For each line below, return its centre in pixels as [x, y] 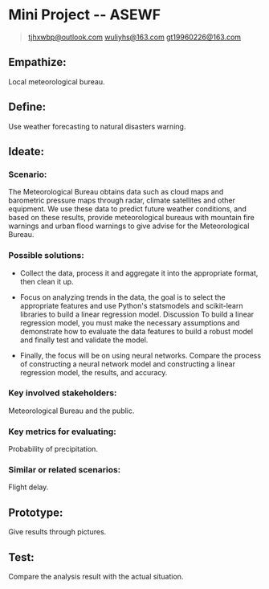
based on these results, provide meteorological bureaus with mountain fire [132, 218]
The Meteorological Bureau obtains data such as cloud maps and [116, 192]
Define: [27, 107]
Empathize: [37, 62]
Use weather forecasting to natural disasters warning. [97, 126]
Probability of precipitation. [53, 449]
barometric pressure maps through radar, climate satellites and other [122, 200]
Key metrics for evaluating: [62, 432]
